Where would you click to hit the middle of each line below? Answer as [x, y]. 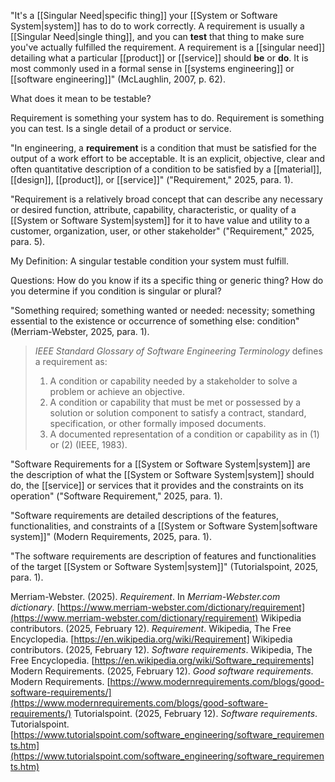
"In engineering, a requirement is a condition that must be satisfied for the [163, 148]
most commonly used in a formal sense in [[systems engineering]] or [152, 68]
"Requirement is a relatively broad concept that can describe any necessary [166, 199]
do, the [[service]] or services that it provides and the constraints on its [157, 485]
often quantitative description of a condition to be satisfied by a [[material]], [166, 169]
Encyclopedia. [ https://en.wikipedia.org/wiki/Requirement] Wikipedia [151, 639]
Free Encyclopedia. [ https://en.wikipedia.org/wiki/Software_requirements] [162, 660]
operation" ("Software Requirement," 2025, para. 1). [116, 496]
